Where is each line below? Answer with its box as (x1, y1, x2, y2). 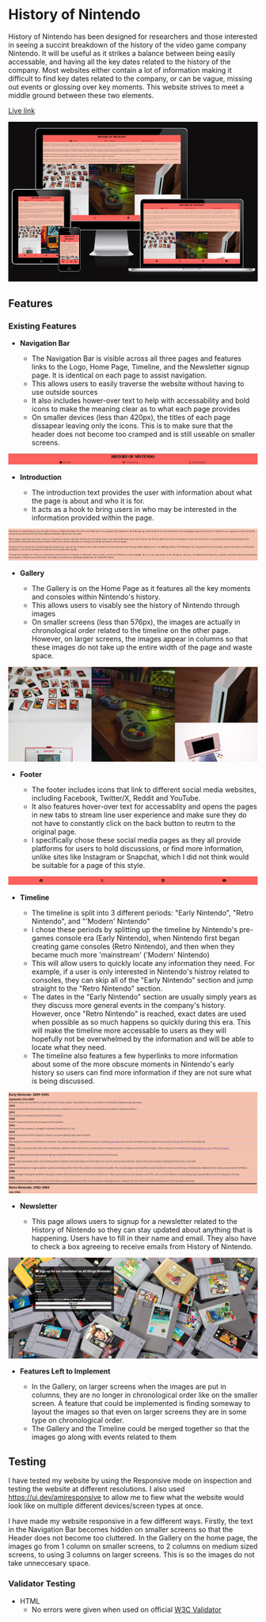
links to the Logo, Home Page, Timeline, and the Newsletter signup (31, 362, 249, 372)
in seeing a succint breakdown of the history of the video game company (8, 40, 247, 49)
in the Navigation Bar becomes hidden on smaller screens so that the (8, 1525, 234, 1534)
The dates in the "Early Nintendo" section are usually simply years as (31, 992, 257, 1002)
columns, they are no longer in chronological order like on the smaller (31, 1390, 258, 1400)
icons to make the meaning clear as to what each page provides (31, 404, 241, 414)
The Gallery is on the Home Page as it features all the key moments (31, 584, 251, 593)
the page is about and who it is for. (31, 496, 145, 506)
